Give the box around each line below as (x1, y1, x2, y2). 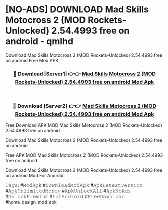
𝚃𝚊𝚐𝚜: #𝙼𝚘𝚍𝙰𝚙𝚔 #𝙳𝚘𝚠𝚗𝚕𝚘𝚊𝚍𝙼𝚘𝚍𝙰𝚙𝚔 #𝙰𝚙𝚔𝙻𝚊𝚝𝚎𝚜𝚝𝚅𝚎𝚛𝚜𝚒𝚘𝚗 (5, 182, 143, 188)
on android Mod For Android (5, 172, 64, 178)
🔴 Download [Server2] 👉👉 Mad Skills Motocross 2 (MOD (12, 103, 157, 110)
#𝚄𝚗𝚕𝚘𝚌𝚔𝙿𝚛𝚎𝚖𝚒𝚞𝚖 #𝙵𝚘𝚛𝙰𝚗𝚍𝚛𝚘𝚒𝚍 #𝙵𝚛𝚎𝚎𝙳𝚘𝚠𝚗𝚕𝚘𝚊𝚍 (5, 193, 125, 199)
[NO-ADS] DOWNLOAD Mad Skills (5, 4, 149, 15)
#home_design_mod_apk (5, 199, 57, 205)
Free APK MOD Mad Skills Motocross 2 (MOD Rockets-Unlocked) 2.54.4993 (5, 152, 163, 158)
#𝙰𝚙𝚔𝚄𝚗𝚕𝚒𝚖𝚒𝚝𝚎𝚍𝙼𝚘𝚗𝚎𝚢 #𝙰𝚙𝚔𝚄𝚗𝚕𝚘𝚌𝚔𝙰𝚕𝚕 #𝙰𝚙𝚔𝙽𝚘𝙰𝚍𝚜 (5, 188, 131, 194)
